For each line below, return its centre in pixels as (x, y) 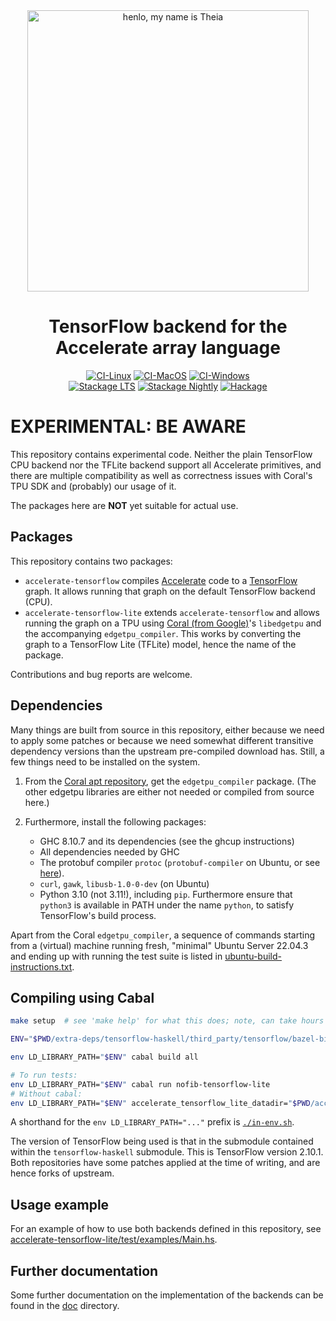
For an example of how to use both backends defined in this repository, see (166, 1229)
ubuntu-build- (253, 956)
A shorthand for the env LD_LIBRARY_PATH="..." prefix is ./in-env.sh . (152, 1122)
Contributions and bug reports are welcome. (101, 674)
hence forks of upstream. (62, 1173)
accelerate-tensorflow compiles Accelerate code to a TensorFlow (161, 580)
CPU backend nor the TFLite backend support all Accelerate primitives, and (166, 465)
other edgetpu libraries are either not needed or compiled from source (169, 791)
